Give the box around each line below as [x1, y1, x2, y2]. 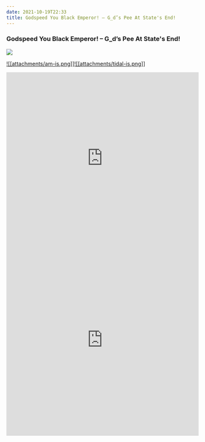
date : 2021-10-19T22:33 [6, 9, 67, 15]
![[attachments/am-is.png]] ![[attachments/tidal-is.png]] [6, 60, 145, 67]
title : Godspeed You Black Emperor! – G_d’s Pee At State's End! [6, 15, 176, 21]
